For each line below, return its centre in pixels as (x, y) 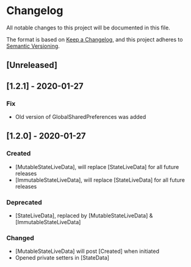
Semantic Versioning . (33, 46)
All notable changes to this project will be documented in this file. (88, 28)
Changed (20, 238)
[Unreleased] (32, 65)
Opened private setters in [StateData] (62, 258)
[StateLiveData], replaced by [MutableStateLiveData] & (84, 216)
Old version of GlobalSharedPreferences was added (81, 117)
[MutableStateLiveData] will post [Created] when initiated (87, 251)
